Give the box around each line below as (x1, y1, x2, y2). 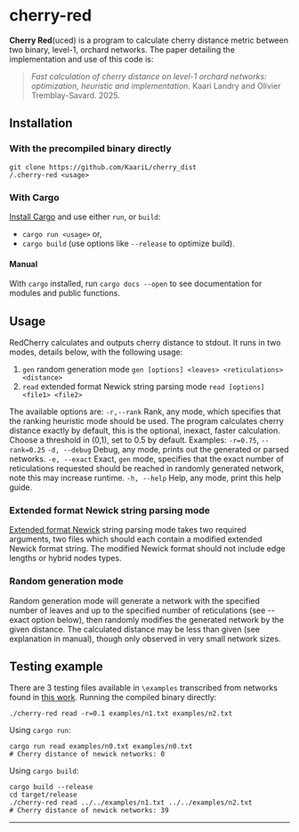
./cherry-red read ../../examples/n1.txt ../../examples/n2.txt (9, 798, 253, 807)
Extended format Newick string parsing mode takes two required (9, 525, 246, 535)
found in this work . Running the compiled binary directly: (9, 692, 217, 703)
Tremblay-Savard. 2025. (30, 90, 120, 101)
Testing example (9, 658, 104, 673)
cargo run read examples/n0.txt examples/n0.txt (9, 742, 193, 751)
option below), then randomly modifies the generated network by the (30, 614, 285, 624)
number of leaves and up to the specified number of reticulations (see (9, 605, 266, 616)
